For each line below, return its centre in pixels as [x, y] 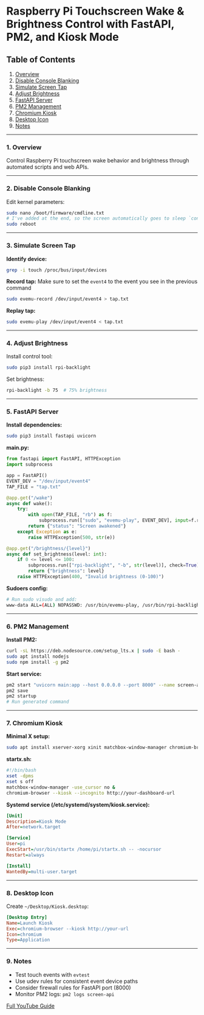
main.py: [18, 448]
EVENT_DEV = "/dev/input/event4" [49, 481]
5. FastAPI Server [32, 412]
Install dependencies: [34, 425]
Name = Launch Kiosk [29, 923]
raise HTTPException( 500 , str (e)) [72, 537]
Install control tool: [29, 357]
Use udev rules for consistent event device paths [76, 981]
